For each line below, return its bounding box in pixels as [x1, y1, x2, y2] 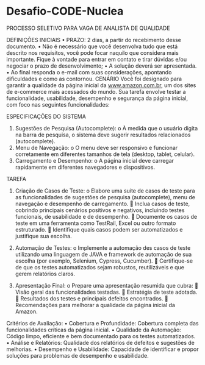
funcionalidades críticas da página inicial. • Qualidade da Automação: [6, 326, 181, 333]
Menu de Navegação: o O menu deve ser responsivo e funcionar [15, 144, 178, 151]
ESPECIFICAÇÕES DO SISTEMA [6, 113, 87, 120]
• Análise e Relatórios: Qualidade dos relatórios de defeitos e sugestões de [6, 339, 195, 346]
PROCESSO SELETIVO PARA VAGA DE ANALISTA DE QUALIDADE [6, 24, 170, 32]
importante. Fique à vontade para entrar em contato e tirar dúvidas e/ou [6, 55, 187, 63]
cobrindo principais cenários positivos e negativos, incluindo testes [15, 206, 185, 214]
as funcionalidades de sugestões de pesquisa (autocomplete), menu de [15, 193, 195, 200]
